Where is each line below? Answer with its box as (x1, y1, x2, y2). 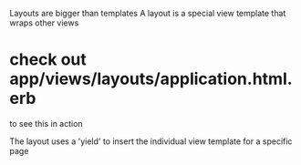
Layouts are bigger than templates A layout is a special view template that (9, 8, 286, 18)
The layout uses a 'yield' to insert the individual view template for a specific (9, 136, 293, 147)
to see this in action (9, 118, 84, 129)
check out (9, 49, 87, 70)
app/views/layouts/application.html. (9, 68, 294, 89)
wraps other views (9, 17, 79, 28)
